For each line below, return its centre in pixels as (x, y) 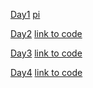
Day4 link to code (46, 72)
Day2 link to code (46, 33)
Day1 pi (25, 14)
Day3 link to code (46, 53)
